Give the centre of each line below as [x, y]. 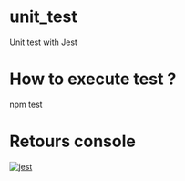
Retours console [73, 141]
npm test [26, 104]
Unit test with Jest [43, 42]
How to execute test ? [93, 79]
